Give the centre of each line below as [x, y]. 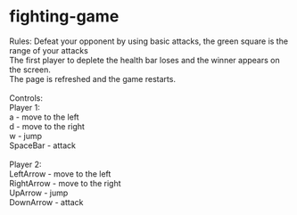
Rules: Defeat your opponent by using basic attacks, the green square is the [148, 41]
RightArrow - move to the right [65, 183]
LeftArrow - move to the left [60, 174]
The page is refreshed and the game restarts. [93, 79]
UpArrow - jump [39, 193]
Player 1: [25, 107]
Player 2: [25, 164]
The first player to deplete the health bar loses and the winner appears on [144, 60]
